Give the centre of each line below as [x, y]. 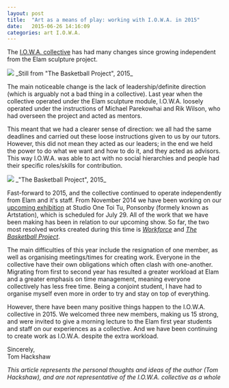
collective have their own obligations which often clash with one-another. [110, 265]
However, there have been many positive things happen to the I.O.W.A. [106, 307]
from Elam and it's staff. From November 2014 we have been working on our [114, 200]
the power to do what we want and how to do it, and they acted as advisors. [114, 151]
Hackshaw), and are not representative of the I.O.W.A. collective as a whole [114, 377]
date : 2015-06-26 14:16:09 [49, 26]
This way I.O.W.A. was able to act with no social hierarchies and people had [113, 158]
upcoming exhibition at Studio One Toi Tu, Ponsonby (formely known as [108, 208]
